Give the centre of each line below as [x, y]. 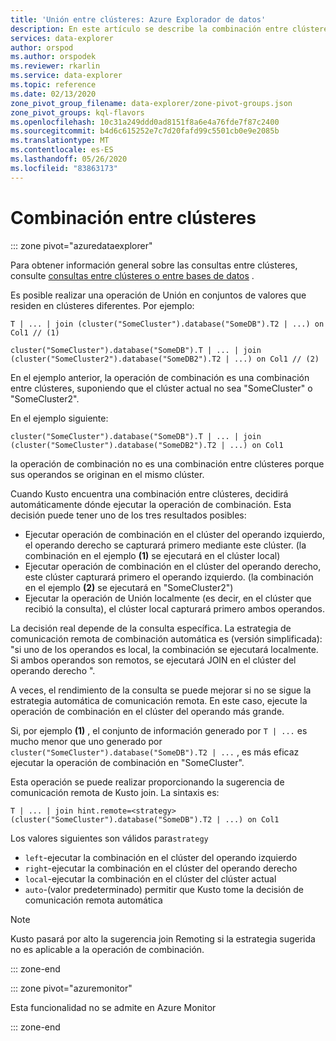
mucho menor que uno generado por [86, 741]
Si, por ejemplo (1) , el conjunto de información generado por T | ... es [159, 730]
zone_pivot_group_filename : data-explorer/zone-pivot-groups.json [151, 103]
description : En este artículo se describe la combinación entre [149, 29]
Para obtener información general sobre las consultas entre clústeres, [154, 265]
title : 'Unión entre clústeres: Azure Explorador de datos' [138, 19]
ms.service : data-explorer [66, 76]
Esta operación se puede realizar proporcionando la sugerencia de [147, 782]
